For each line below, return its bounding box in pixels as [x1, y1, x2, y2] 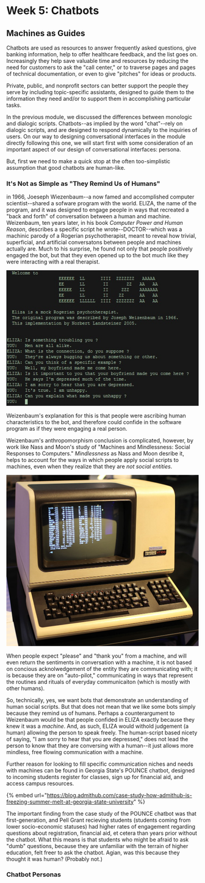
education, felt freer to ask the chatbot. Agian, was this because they [6, 849, 180, 856]
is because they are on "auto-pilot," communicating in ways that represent [6, 672, 193, 679]
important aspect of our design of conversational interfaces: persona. [6, 146, 181, 153]
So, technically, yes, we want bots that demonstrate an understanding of [6, 696, 189, 703]
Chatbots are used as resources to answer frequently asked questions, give [6, 44, 196, 51]
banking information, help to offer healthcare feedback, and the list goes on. [6, 51, 198, 58]
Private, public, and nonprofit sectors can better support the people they [6, 82, 189, 89]
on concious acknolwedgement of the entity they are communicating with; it [6, 665, 198, 672]
